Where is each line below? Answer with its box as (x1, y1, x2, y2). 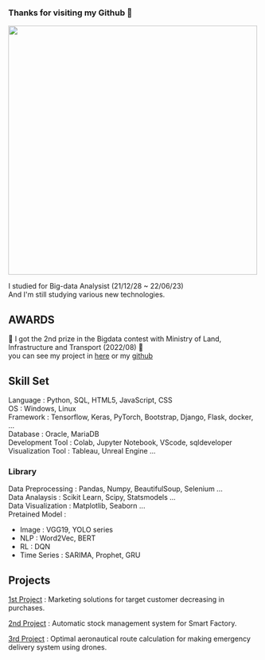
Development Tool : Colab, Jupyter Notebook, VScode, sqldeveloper (8, 438, 232, 447)
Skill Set (8, 374, 49, 387)
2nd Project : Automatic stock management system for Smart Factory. (8, 619, 237, 628)
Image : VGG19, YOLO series (19, 525, 114, 535)
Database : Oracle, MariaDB (8, 429, 99, 438)
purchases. (8, 603, 45, 613)
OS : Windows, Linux (8, 403, 77, 413)
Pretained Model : (8, 509, 67, 519)
